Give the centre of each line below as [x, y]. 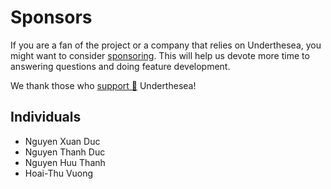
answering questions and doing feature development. [120, 66]
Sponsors [51, 17]
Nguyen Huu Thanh [65, 162]
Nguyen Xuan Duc [62, 141]
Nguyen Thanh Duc [65, 152]
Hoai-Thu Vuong [59, 173]
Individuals [46, 117]
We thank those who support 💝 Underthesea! [103, 85]
